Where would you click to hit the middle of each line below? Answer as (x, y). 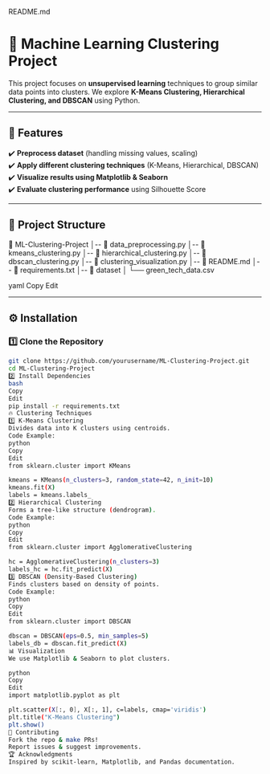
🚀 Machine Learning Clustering (114, 44)
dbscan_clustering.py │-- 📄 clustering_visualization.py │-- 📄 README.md (129, 261)
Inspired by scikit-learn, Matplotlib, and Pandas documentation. (122, 762)
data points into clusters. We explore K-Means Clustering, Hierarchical (127, 92)
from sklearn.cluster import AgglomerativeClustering (100, 548)
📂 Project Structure (57, 225)
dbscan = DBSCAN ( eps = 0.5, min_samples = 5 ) (79, 636)
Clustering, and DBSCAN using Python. (74, 100)
